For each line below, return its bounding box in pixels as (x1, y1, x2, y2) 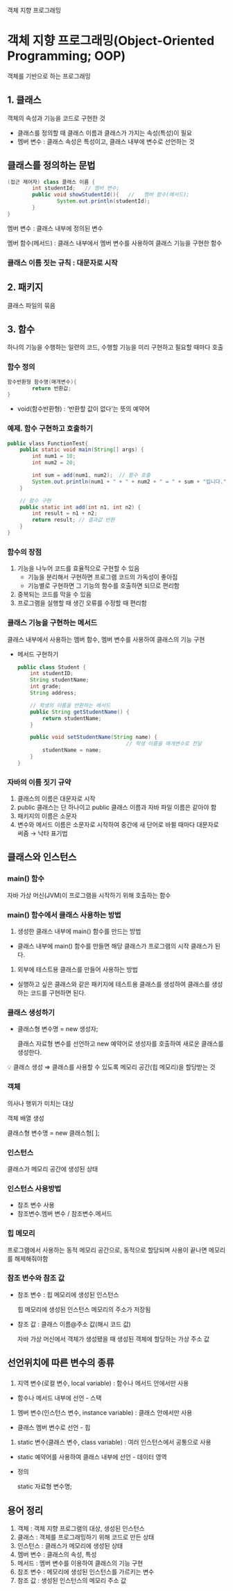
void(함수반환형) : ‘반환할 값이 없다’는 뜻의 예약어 (17, 405, 150, 413)
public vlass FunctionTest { (7, 440, 89, 447)
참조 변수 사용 (17, 1201, 55, 1209)
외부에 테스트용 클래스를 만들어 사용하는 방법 (17, 965, 139, 973)
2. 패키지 (7, 282, 44, 293)
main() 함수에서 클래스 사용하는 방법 (7, 910, 121, 919)
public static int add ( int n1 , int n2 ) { (19, 504, 141, 511)
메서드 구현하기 (17, 649, 59, 658)
